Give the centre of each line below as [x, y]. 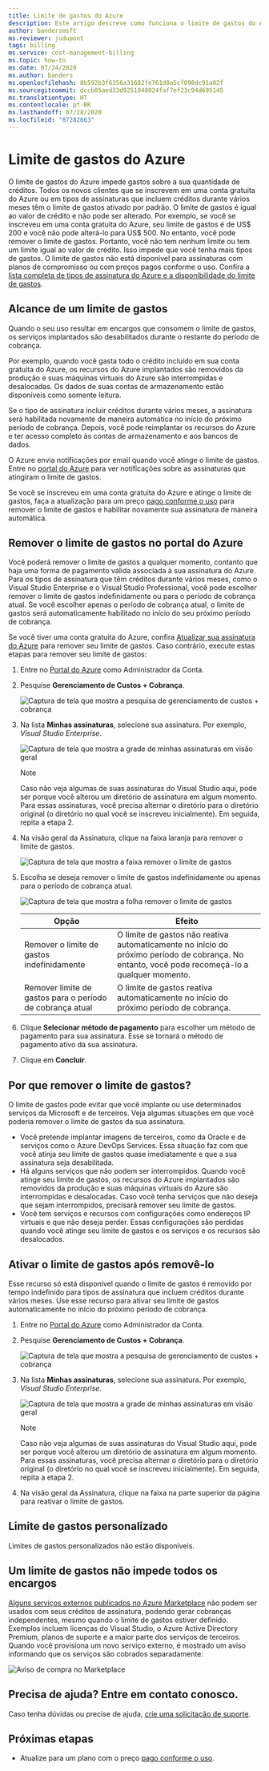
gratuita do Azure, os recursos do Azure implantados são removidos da [126, 369]
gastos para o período [65, 998]
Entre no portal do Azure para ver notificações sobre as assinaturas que [127, 468]
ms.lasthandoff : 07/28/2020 [55, 113]
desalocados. [42, 1239]
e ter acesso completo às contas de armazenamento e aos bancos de [123, 436]
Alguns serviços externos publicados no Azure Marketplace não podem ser [133, 1603]
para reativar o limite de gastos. [72, 1501]
